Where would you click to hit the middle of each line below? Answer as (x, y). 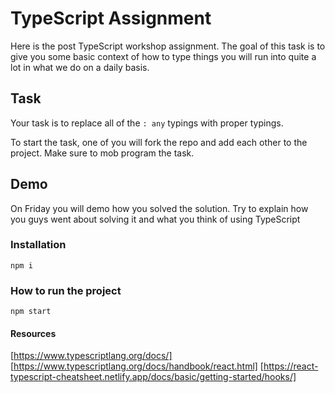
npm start (31, 312)
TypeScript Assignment (111, 18)
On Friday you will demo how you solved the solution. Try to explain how (159, 208)
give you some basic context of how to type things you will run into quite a (163, 56)
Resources (33, 333)
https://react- (291, 366)
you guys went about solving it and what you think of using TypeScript (155, 219)
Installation (38, 245)
